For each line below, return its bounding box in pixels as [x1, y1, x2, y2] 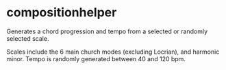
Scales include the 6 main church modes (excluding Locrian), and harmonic [6, 48, 220, 56]
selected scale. [6, 34, 49, 42]
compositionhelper [6, 5, 117, 20]
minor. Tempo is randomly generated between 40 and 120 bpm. [6, 54, 186, 63]
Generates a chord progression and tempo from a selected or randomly [6, 27, 208, 35]
